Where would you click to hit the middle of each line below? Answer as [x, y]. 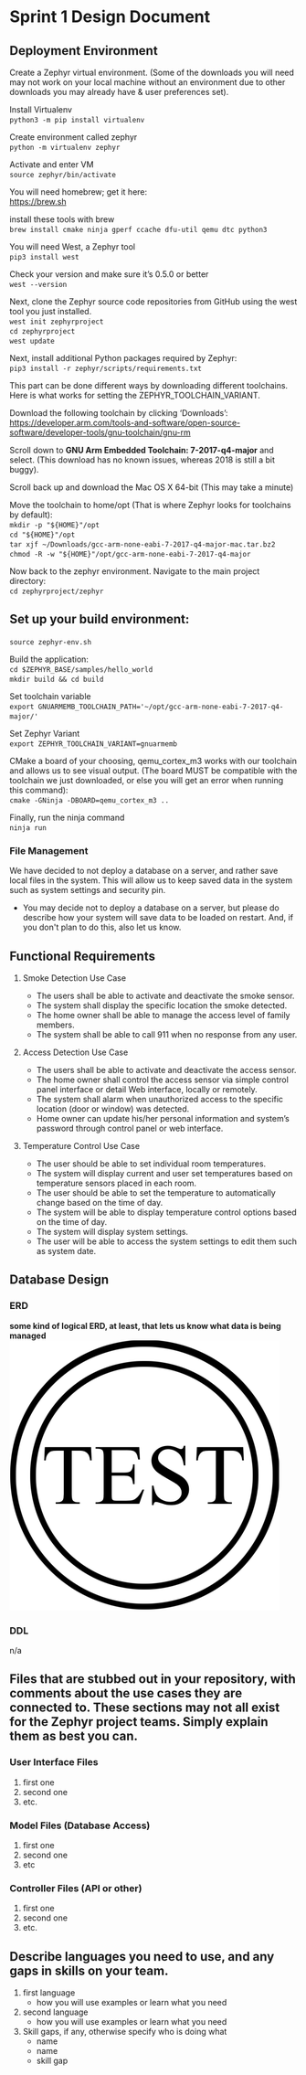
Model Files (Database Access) [80, 1825]
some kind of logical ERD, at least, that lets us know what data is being [145, 1325]
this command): [39, 790]
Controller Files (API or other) [76, 1888]
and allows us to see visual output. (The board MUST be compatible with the [153, 771]
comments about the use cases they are [126, 1693]
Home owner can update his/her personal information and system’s [163, 1118]
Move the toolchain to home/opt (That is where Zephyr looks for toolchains [150, 505]
